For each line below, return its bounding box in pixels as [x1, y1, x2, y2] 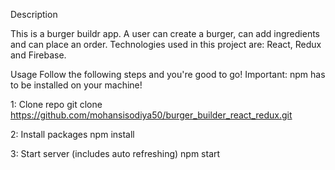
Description [10, 9, 58, 20]
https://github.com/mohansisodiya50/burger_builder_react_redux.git [10, 109, 293, 121]
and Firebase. [10, 49, 67, 61]
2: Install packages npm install [10, 129, 135, 140]
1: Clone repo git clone [10, 99, 103, 110]
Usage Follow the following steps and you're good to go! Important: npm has [10, 69, 326, 80]
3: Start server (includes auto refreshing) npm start [10, 148, 221, 159]
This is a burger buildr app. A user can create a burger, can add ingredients [10, 28, 320, 39]
